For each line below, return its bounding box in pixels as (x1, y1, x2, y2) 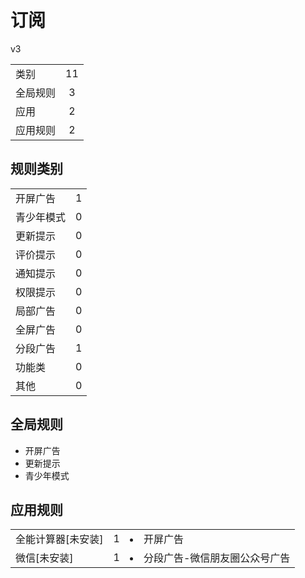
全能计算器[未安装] (15, 532, 104, 546)
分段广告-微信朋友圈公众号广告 (143, 551, 291, 565)
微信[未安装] (15, 551, 74, 565)
